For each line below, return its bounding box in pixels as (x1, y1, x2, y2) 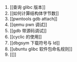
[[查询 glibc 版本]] (9, 4, 46, 10)
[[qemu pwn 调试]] (9, 21, 47, 27)
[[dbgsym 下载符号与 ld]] (9, 40, 60, 45)
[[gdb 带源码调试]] (9, 28, 47, 33)
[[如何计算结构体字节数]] (9, 10, 59, 16)
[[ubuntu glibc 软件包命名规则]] (9, 46, 73, 52)
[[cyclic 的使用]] (9, 34, 42, 40)
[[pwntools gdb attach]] (9, 16, 58, 21)
